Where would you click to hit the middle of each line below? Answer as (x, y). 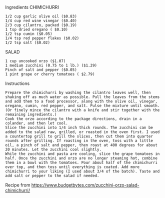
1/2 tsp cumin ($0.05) (29, 34)
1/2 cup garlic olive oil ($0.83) (41, 16)
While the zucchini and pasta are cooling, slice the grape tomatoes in (82, 154)
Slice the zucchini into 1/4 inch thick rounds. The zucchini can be (79, 127)
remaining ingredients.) (31, 114)
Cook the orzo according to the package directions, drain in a (73, 119)
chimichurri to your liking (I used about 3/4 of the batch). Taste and (82, 171)
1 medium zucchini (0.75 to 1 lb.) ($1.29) (51, 65)
